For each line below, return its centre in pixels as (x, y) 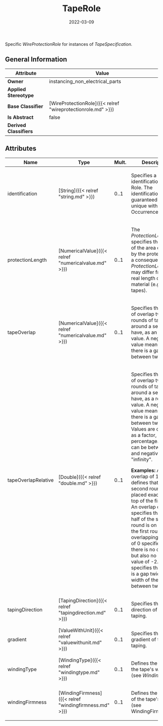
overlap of (142, 476)
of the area (143, 248)
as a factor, (144, 435)
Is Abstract (21, 117)
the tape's (142, 669)
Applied (17, 89)
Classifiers (20, 131)
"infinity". (142, 459)
